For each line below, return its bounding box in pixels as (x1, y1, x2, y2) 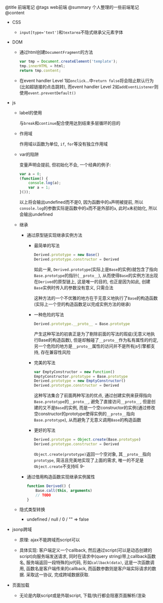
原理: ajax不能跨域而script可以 (19, 537, 80, 543)
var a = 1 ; (28, 185, 50, 190)
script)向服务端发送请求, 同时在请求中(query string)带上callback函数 (19, 554, 156, 559)
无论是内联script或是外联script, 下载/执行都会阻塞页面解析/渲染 (19, 593, 146, 599)
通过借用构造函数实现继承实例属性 (26, 474, 95, 480)
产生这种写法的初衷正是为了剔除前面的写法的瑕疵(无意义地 (34, 331, 151, 337)
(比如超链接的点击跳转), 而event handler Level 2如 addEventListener (19, 84, 154, 90)
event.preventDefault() (28, 91, 76, 95)
